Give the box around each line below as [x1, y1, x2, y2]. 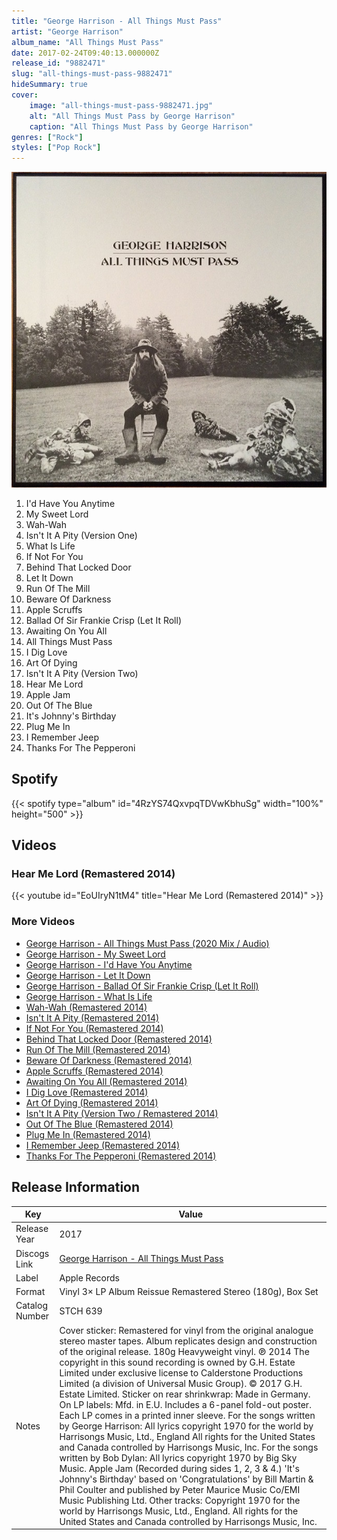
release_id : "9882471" [11, 58, 106, 69]
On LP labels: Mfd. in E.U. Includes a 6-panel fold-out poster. [59, 1398, 312, 1410]
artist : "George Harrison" [11, 26, 124, 37]
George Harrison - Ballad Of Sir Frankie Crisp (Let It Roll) [25, 980, 259, 992]
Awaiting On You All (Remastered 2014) [25, 1075, 188, 1087]
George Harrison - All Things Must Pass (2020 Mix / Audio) [25, 937, 270, 949]
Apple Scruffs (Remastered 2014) [25, 1065, 164, 1077]
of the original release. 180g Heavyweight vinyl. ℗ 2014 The [59, 1345, 310, 1357]
